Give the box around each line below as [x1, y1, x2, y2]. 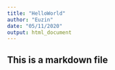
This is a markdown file [7, 54, 108, 65]
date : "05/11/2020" [7, 22, 63, 29]
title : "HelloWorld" [7, 10, 66, 17]
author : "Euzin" [7, 16, 53, 23]
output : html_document [7, 29, 72, 36]
